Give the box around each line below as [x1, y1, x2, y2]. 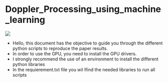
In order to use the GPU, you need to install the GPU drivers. [12, 50, 137, 56]
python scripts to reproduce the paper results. [12, 45, 108, 51]
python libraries [12, 61, 45, 67]
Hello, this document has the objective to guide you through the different [12, 40, 163, 46]
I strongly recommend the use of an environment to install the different [12, 56, 159, 62]
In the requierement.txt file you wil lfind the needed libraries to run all [12, 66, 155, 72]
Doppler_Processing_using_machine [5, 3, 161, 15]
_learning [5, 14, 45, 25]
